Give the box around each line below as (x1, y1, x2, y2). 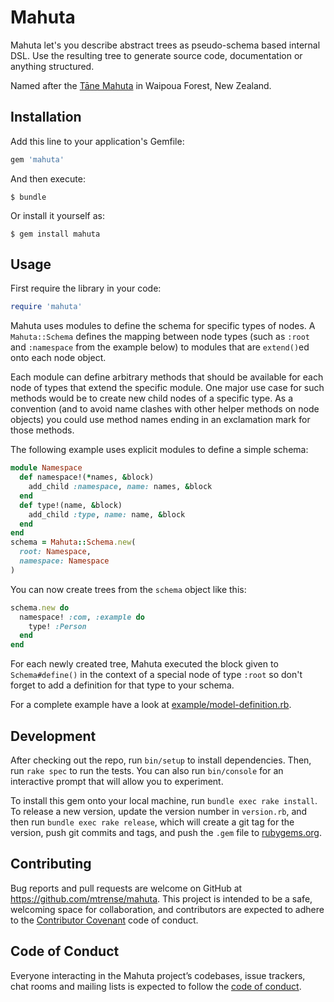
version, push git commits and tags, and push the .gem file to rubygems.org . (10, 827, 323, 838)
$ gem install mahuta (10, 229, 101, 239)
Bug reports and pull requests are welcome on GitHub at (10, 882, 243, 894)
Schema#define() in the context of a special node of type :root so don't (10, 669, 303, 681)
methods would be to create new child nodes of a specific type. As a (10, 392, 294, 405)
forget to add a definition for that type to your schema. (10, 679, 235, 691)
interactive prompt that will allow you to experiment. (10, 776, 224, 787)
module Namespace (10, 463, 83, 473)
